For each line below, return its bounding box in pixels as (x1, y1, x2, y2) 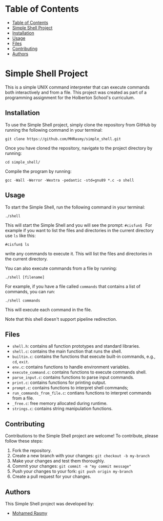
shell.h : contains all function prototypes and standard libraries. (12, 343, 141, 349)
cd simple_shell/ (5, 160, 41, 165)
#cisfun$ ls (5, 242, 29, 247)
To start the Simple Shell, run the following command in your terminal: (5, 204, 145, 210)
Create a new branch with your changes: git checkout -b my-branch (12, 453, 150, 459)
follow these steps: (5, 438, 43, 444)
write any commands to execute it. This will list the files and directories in (5, 251, 152, 257)
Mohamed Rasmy (12, 510, 48, 516)
